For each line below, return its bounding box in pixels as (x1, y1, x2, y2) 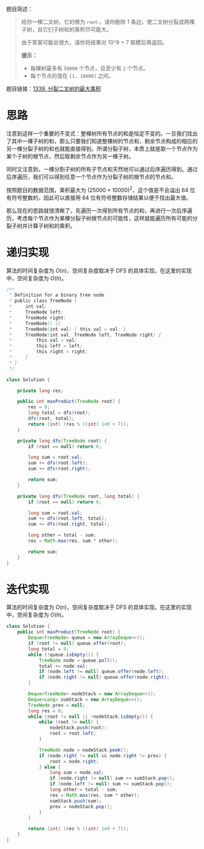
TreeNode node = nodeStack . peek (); (38, 747, 129, 753)
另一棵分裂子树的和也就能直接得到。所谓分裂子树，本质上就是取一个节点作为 (6, 145, 198, 152)
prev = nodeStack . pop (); (49, 803, 113, 809)
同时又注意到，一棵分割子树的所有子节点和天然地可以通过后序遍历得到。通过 (6, 165, 198, 173)
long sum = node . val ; (49, 769, 104, 776)
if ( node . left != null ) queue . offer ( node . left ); (38, 669, 165, 675)
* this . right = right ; (8, 349, 88, 355)
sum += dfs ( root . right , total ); (28, 521, 110, 528)
